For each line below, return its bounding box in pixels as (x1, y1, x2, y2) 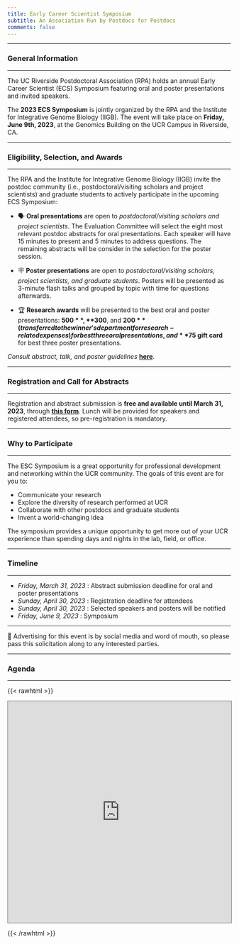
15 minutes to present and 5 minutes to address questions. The (17, 237, 202, 245)
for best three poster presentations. (17, 338, 122, 347)
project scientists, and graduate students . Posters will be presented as (17, 276, 225, 284)
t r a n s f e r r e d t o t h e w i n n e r (20, 323, 92, 332)
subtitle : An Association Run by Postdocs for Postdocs (7, 17, 176, 24)
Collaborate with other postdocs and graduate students (17, 505, 179, 514)
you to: (7, 477, 28, 485)
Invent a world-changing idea (17, 513, 104, 521)
